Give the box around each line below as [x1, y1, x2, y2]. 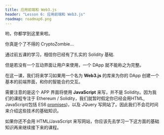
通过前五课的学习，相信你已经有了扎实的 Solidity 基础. [5, 51, 115, 57]
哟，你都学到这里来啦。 [5, 31, 53, 37]
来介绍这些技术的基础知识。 [5, 108, 62, 114]
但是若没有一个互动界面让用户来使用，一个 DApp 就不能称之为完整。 [5, 62, 144, 68]
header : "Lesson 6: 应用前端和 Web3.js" [5, 12, 85, 17]
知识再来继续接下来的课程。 [5, 125, 62, 131]
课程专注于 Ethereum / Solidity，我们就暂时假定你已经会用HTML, [13, 95, 145, 101]
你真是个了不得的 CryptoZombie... [5, 41, 74, 47]
